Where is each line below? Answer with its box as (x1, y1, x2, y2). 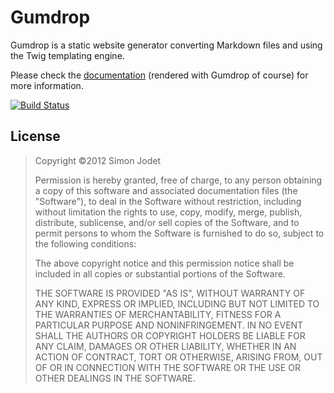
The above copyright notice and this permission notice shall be (34, 257, 295, 269)
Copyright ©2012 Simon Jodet (34, 154, 162, 166)
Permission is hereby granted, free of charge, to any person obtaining (34, 174, 323, 186)
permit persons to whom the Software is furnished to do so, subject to (34, 227, 325, 239)
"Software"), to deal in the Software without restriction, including (34, 195, 302, 207)
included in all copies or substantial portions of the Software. (34, 267, 286, 280)
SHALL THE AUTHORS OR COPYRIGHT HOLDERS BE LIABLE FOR (34, 329, 306, 341)
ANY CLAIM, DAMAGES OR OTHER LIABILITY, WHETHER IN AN (34, 340, 297, 352)
